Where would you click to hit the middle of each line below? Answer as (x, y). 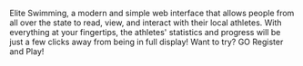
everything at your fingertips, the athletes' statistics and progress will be (145, 32)
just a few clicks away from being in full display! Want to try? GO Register (146, 42)
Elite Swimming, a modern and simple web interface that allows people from (152, 13)
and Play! (27, 52)
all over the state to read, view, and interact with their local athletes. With (146, 23)
